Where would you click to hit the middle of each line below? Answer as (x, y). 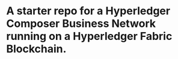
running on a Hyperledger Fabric (89, 36)
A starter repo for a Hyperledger (88, 11)
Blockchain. (36, 49)
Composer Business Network (81, 24)
